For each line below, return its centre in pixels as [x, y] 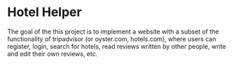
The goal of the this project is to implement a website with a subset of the [113, 31]
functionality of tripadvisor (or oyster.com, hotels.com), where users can [112, 38]
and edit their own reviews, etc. [52, 54]
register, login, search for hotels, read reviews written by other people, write [116, 46]
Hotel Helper [44, 12]
